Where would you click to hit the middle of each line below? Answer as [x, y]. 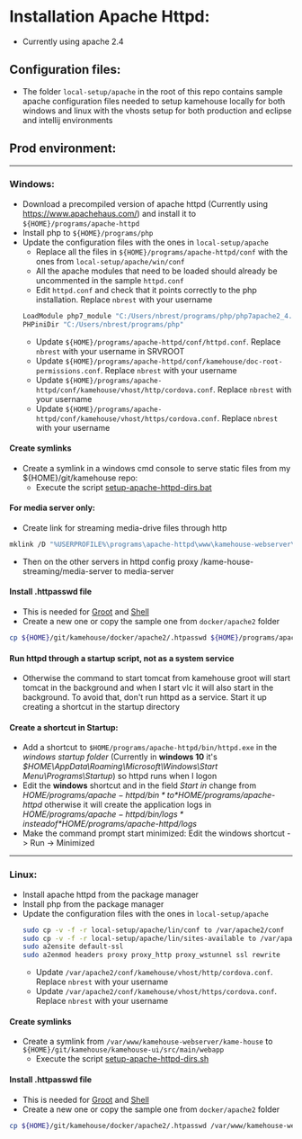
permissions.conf [68, 371]
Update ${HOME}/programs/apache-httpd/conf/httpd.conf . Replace [158, 341]
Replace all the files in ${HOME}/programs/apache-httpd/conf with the [162, 251]
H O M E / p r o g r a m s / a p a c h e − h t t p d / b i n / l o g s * [103, 814]
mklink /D [28, 545]
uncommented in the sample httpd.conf [110, 280]
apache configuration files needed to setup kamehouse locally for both [154, 101]
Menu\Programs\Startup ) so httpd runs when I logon [120, 776]
